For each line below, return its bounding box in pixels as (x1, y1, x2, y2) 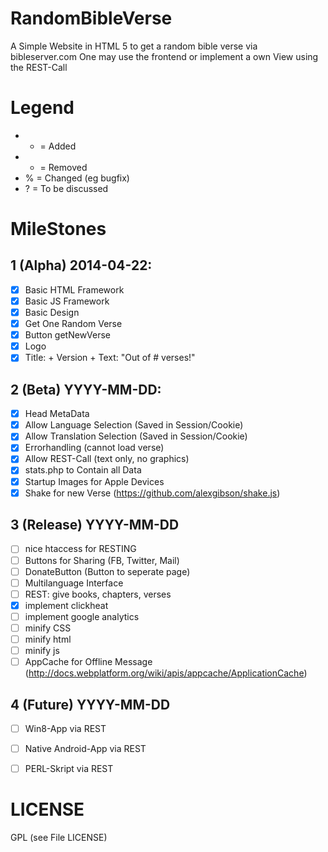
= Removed (39, 161, 88, 173)
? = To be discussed (24, 182, 109, 194)
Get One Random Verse (24, 318, 123, 330)
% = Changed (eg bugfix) (24, 172, 130, 184)
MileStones (10, 218, 107, 241)
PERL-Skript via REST (24, 763, 114, 775)
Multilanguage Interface (24, 577, 124, 589)
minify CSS (24, 622, 72, 634)
